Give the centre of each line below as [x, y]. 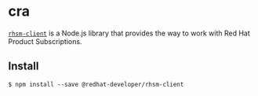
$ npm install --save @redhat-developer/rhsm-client [96, 84]
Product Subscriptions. [45, 41]
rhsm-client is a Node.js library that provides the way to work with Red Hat [129, 33]
